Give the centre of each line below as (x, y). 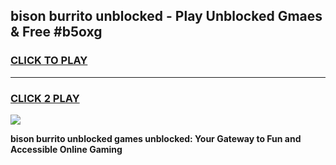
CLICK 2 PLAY (45, 98)
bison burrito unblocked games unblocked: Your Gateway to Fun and (156, 138)
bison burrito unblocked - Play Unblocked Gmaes (166, 16)
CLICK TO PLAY (49, 61)
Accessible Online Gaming (66, 149)
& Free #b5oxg (56, 32)
